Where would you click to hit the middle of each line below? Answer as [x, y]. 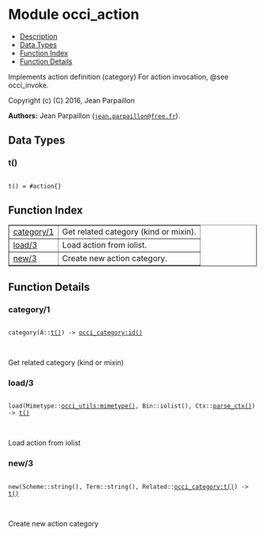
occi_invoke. [28, 85]
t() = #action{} [35, 186]
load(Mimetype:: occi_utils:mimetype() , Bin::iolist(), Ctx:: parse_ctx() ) [132, 406]
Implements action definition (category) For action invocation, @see [118, 76]
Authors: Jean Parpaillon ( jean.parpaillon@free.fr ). [94, 115]
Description [38, 36]
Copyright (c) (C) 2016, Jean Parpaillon [72, 100]
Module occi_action [74, 15]
